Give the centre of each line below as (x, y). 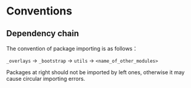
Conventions (39, 11)
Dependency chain (43, 33)
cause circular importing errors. (46, 79)
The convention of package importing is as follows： (72, 49)
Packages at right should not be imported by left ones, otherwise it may (95, 72)
